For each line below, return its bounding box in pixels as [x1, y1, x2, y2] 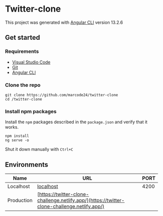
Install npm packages [5, 108, 57, 115]
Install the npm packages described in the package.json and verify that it [5, 119, 148, 125]
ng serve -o [5, 138, 29, 143]
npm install [5, 133, 29, 139]
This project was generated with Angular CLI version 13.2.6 [5, 19, 123, 25]
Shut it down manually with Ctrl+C [5, 147, 74, 152]
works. [5, 124, 19, 130]
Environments [5, 160, 49, 168]
